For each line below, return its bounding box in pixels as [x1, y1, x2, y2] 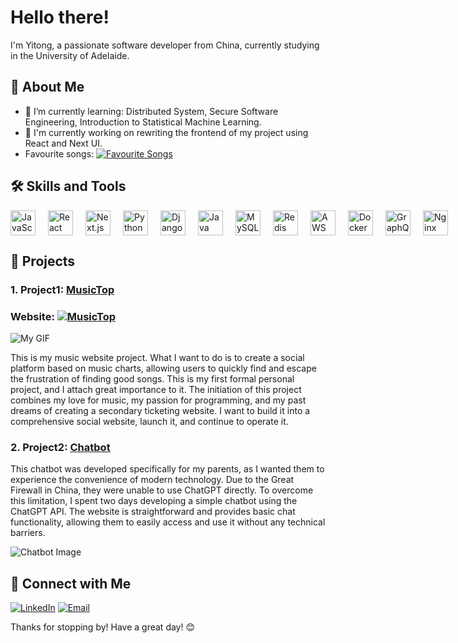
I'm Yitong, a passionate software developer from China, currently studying [10, 39, 320, 51]
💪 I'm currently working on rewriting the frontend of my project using [24, 126, 309, 138]
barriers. [10, 527, 46, 539]
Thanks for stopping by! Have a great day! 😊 [10, 621, 196, 633]
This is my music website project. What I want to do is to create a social [10, 352, 305, 364]
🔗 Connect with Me [10, 575, 132, 592]
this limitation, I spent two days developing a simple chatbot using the [10, 495, 298, 507]
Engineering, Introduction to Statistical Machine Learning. [24, 116, 262, 128]
